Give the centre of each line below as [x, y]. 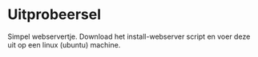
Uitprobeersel [54, 15]
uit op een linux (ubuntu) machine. [64, 44]
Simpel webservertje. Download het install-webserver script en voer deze [129, 36]
